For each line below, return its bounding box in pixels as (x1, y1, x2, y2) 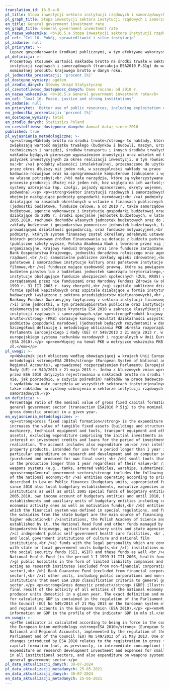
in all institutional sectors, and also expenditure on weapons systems (10, 652, 165, 658)
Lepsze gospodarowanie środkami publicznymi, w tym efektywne (10, 49, 143, 54)
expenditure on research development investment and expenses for (10, 648, 152, 653)
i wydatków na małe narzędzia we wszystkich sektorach (10, 381, 127, 386)
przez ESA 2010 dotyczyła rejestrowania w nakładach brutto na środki (10, 372, 161, 377)
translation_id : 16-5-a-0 (5, 7, 59, 13)
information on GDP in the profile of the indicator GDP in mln (10, 611, 147, 616)
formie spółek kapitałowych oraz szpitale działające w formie (10, 288, 145, 293)
